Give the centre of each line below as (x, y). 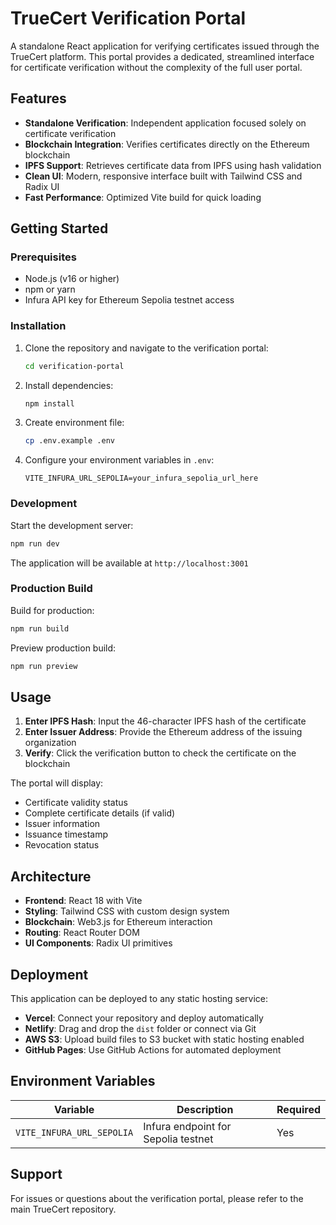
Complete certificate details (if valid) (100, 813)
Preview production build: (63, 648)
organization (50, 743)
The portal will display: (57, 783)
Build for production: (52, 610)
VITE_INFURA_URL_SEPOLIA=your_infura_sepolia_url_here (141, 478)
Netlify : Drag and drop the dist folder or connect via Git (140, 1029)
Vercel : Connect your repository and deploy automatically (144, 1018)
